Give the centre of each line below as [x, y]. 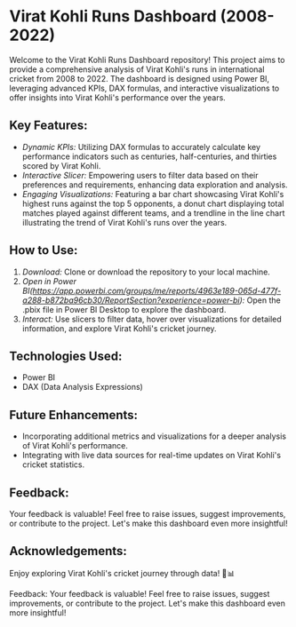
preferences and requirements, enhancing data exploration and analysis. [155, 185]
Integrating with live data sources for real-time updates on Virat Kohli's [152, 456]
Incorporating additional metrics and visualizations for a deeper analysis [154, 436]
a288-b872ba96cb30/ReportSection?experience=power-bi [131, 300]
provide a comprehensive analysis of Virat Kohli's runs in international [137, 69]
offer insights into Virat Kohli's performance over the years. [118, 97]
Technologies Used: [66, 356]
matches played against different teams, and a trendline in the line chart [153, 213]
